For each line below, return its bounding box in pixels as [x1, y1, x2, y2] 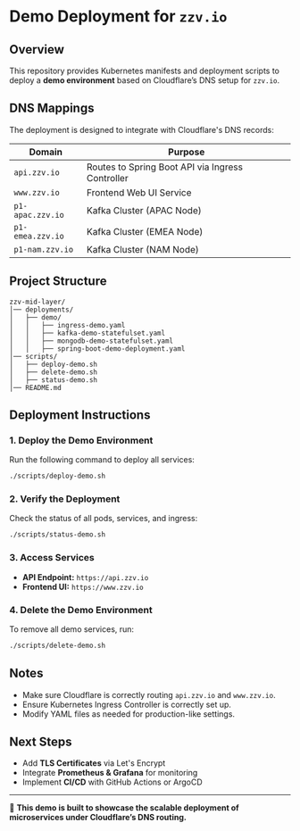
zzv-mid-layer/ [9, 297, 66, 306]
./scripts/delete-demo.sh [9, 641, 105, 650]
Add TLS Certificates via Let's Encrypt [21, 758, 166, 769]
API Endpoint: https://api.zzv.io [21, 571, 149, 582]
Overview [9, 42, 65, 57]
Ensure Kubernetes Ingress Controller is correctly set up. [21, 699, 232, 710]
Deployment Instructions [9, 408, 151, 423]
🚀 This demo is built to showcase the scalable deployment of [9, 802, 239, 813]
